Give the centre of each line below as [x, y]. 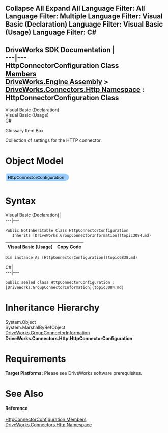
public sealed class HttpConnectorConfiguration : [60, 283]
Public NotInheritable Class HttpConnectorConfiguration [67, 231]
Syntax [21, 201]
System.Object [21, 322]
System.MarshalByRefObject [35, 328]
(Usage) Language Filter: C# [51, 32]
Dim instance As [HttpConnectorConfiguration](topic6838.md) [72, 258]
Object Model [34, 161]
